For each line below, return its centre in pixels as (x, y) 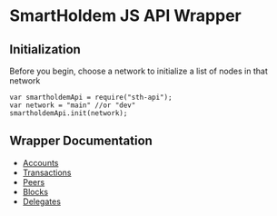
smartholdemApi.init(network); (69, 113)
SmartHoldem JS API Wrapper (126, 16)
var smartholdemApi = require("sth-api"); (91, 97)
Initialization (45, 49)
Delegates (42, 201)
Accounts (40, 162)
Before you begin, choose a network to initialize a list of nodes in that (138, 71)
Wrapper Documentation (81, 141)
